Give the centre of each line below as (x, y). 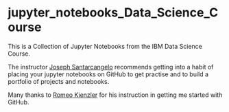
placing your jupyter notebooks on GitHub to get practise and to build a (108, 74)
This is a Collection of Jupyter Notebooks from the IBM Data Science (105, 46)
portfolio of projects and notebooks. (59, 81)
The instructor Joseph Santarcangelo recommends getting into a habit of (111, 67)
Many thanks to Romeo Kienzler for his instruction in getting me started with (115, 95)
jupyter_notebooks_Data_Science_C (113, 13)
